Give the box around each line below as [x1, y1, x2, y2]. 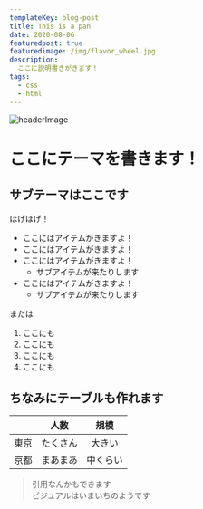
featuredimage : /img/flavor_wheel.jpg [9, 47, 156, 56]
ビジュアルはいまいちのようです [31, 490, 151, 501]
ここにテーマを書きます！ [9, 149, 201, 168]
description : [9, 55, 59, 64]
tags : [9, 72, 30, 82]
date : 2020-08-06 [9, 30, 75, 39]
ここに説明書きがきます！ [17, 64, 100, 73]
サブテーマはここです [9, 187, 129, 203]
